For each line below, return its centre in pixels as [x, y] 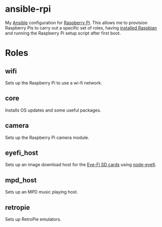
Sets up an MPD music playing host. [42, 192]
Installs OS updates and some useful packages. [53, 110]
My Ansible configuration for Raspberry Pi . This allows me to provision [76, 23]
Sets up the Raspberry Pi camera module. [47, 137]
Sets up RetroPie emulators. [33, 219]
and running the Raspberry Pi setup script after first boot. [63, 33]
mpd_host [21, 180]
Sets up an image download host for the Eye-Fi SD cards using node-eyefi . [81, 165]
